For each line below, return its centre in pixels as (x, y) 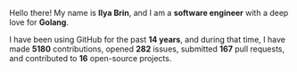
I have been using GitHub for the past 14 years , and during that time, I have (147, 40)
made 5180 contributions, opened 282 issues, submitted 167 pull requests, (147, 49)
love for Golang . (39, 22)
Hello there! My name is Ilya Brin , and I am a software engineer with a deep (149, 13)
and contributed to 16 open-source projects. (91, 58)
